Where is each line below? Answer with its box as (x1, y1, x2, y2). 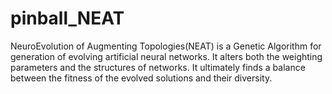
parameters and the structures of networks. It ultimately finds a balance (10, 61, 306, 73)
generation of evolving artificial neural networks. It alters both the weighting (10, 50, 323, 62)
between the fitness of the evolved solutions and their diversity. (10, 72, 273, 84)
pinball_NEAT (10, 7, 125, 30)
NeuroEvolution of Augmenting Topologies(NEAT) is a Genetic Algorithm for (10, 40, 322, 52)
